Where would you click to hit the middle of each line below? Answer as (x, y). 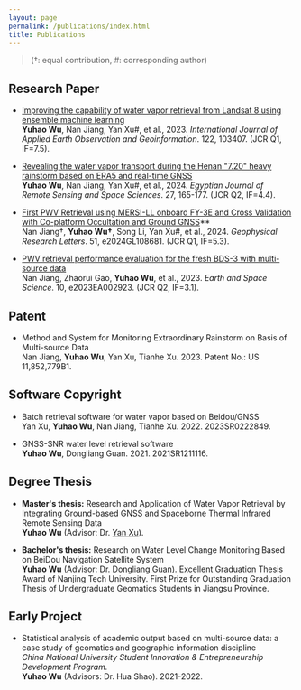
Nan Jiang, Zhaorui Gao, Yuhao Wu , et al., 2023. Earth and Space (144, 278)
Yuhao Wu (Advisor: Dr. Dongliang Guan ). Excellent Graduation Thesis (152, 569)
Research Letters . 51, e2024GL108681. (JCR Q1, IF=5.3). (125, 241)
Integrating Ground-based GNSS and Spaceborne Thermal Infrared (146, 513)
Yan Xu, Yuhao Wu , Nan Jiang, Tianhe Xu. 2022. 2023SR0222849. (146, 426)
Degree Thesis (50, 482)
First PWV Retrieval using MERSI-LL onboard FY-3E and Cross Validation (156, 212)
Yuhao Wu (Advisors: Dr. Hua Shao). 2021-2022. (112, 676)
